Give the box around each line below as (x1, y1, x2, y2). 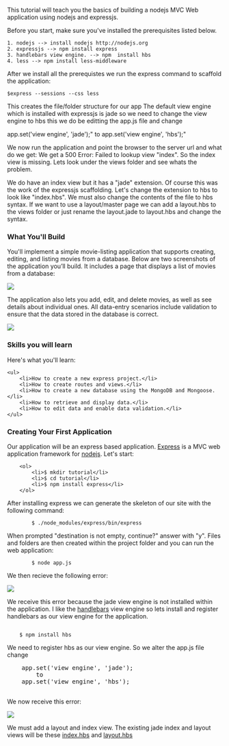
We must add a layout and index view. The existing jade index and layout (7, 723, 211, 732)
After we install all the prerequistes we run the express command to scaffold (7, 70, 222, 77)
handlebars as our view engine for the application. (7, 612, 148, 620)
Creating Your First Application (7, 426, 112, 436)
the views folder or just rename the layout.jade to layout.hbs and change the (7, 208, 221, 215)
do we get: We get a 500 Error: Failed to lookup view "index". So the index (7, 151, 216, 158)
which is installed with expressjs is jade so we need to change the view (7, 110, 207, 117)
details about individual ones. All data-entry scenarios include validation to (7, 303, 217, 311)
